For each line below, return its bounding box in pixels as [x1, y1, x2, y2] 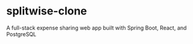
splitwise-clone [6, 4, 87, 18]
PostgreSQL [6, 30, 37, 37]
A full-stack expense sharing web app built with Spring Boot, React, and [6, 24, 187, 31]
